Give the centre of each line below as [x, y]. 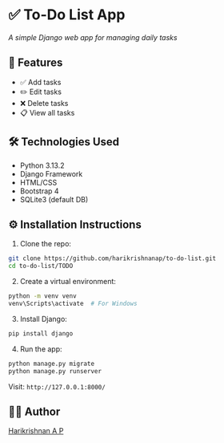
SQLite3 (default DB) [54, 199]
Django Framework [51, 173]
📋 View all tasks [47, 112]
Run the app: [41, 349]
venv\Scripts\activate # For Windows [73, 303]
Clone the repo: [46, 244]
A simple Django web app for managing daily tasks [93, 37]
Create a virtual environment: [68, 282]
